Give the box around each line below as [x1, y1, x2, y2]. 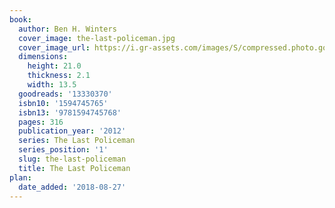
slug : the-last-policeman [18, 154, 127, 164]
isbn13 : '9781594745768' [18, 107, 122, 118]
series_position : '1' [18, 145, 109, 155]
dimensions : [18, 52, 69, 62]
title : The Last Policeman [18, 163, 131, 173]
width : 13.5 [27, 80, 77, 90]
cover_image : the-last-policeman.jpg [18, 33, 176, 43]
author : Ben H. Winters [18, 24, 117, 34]
